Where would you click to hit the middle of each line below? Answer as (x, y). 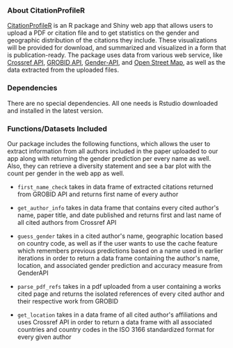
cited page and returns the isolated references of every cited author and (121, 294)
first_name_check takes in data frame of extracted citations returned (115, 187)
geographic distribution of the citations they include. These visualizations (112, 40)
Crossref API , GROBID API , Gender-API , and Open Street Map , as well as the (116, 63)
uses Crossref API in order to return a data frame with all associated (114, 322)
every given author (44, 337)
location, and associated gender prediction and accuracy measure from (120, 265)
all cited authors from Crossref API (67, 222)
